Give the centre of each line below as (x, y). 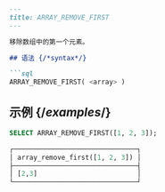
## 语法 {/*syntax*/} (48, 58)
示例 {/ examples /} (60, 112)
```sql (21, 74)
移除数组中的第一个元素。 (49, 42)
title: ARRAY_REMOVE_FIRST (59, 17)
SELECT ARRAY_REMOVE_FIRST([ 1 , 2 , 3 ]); (83, 133)
